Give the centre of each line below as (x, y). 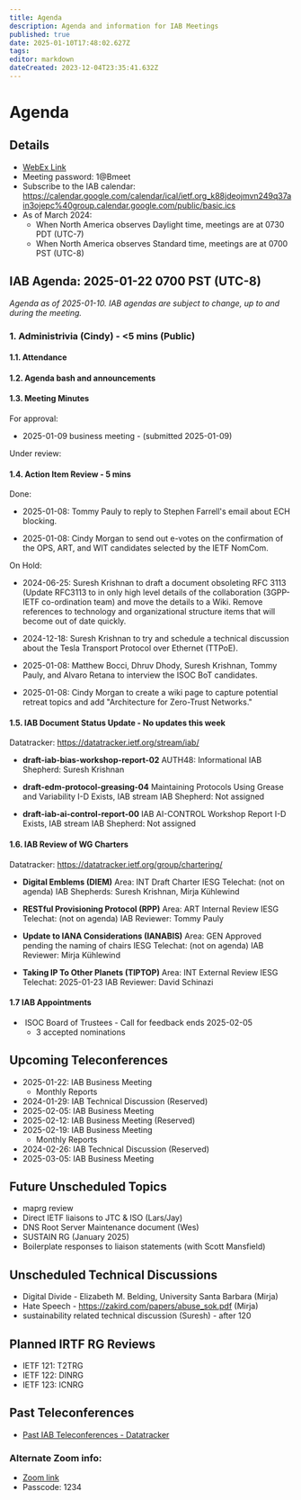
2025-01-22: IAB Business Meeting (87, 1082)
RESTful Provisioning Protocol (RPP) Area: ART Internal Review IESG (150, 909)
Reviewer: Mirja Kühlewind (71, 955)
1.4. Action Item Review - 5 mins (71, 474)
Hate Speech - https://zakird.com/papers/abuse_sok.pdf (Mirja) (140, 1307)
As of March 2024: (57, 215)
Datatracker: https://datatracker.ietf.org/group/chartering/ (116, 864)
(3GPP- (276, 593)
